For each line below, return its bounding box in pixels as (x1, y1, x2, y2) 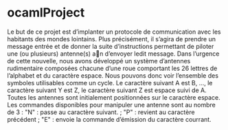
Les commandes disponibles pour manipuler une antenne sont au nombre (7, 100, 216, 109)
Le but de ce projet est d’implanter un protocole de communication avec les (7, 28, 221, 36)
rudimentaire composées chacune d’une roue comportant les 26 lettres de (7, 64, 218, 72)
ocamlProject (7, 5, 85, 21)
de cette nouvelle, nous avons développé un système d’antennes (7, 56, 191, 65)
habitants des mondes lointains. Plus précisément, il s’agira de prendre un (7, 34, 216, 43)
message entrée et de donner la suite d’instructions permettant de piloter (7, 42, 214, 50)
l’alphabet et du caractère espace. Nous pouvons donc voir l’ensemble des (7, 71, 218, 80)
